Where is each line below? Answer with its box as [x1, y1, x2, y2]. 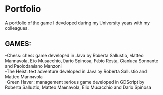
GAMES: [5, 40, 31, 48]
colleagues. [5, 25, 29, 31]
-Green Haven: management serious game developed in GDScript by [5, 79, 145, 85]
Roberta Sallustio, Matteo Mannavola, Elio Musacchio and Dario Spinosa [5, 84, 151, 90]
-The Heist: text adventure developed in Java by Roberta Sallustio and [5, 68, 147, 74]
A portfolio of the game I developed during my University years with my [5, 20, 150, 26]
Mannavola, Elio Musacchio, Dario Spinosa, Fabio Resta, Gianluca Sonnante [5, 58, 159, 64]
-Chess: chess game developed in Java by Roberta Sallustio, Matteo [5, 52, 144, 58]
